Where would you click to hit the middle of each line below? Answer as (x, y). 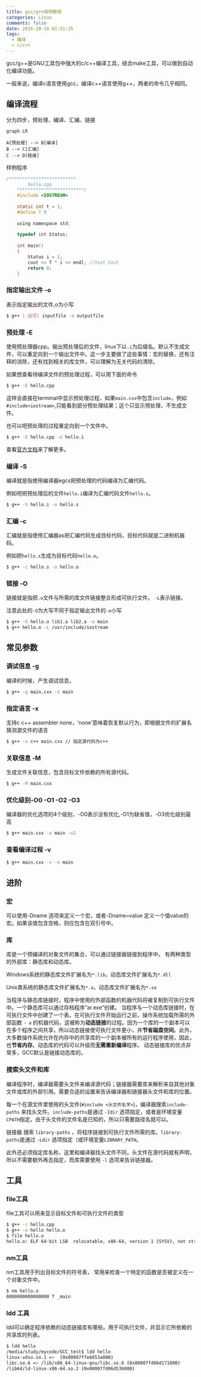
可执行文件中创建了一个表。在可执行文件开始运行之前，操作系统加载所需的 (98, 1015)
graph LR (17, 131)
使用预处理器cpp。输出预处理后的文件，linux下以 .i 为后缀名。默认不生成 (95, 347)
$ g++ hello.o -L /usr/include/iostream (57, 628)
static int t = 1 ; (40, 207)
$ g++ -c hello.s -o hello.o (42, 567)
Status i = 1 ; (45, 257)
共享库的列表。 (25, 1335)
